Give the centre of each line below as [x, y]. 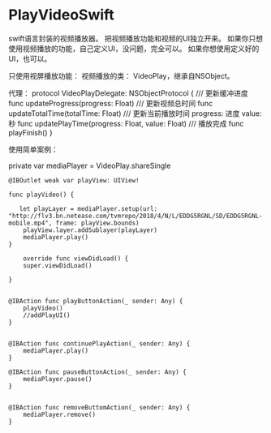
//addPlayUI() [47, 315]
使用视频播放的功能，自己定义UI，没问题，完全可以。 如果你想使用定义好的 [134, 48]
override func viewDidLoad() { [76, 258]
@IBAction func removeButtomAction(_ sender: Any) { [99, 407]
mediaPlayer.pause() [58, 379]
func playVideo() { [41, 195]
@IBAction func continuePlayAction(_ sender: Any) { [99, 343]
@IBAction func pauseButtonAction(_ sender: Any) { [97, 372]
